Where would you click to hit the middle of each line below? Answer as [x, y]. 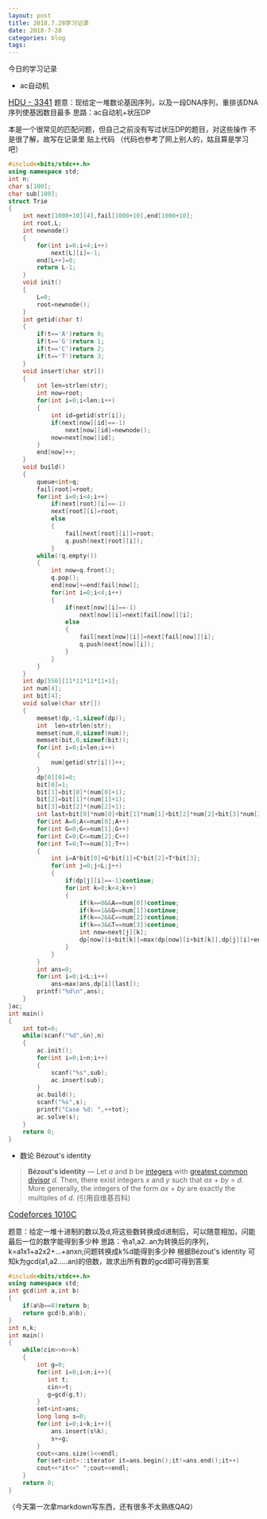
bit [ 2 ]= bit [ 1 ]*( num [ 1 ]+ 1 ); [81, 799]
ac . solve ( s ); [58, 1117]
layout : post [30, 15]
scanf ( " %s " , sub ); [79, 1073]
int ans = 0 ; [55, 969]
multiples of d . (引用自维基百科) [79, 1197]
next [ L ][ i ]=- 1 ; [76, 253]
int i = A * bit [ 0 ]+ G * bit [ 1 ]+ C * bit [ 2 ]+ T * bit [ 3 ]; [126, 859]
